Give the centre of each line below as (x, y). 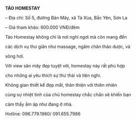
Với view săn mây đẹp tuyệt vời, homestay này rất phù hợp (65, 66)
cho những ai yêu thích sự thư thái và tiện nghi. (53, 75)
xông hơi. (15, 56)
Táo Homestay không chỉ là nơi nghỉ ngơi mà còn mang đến (66, 37)
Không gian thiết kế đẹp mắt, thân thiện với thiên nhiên (61, 85)
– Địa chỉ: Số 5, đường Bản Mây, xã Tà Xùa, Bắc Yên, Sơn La (66, 18)
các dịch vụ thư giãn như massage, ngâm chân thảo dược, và (68, 47)
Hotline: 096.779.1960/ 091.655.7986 (43, 114)
